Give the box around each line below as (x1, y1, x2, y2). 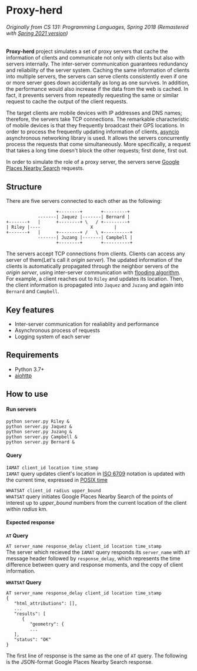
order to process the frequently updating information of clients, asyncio (6, 128, 179, 136)
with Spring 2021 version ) (6, 29, 68, 37)
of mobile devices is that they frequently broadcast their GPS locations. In (6, 122, 185, 129)
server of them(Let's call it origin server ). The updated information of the (6, 256, 182, 264)
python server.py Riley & (6, 419, 69, 425)
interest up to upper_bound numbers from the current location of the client (6, 499, 187, 506)
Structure (6, 182, 42, 192)
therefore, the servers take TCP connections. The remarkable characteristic (6, 116, 189, 123)
